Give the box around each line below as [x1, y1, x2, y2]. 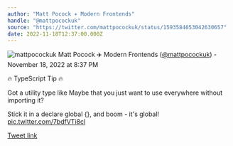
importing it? [7, 96, 45, 105]
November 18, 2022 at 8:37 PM [7, 61, 99, 69]
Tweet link [7, 131, 38, 140]
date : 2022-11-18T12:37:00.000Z [7, 30, 103, 38]
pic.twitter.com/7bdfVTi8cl [7, 118, 86, 126]
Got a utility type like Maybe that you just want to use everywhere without [7, 88, 223, 97]
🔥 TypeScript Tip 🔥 [7, 74, 64, 83]
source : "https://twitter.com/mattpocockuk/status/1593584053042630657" [7, 24, 227, 31]
